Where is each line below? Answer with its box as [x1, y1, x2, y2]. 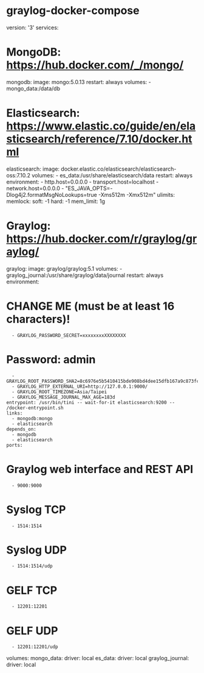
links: [6, 410, 23, 416]
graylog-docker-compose [6, 4, 140, 18]
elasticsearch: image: [6, 165, 59, 173]
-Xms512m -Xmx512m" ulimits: [98, 191, 175, 198]
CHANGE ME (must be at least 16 [6, 299, 175, 313]
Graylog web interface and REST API [6, 462, 194, 476]
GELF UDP [6, 624, 58, 638]
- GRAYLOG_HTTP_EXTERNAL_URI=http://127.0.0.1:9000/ [12, 383, 148, 390]
